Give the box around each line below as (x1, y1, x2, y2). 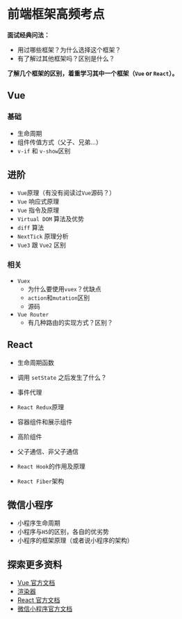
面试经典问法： (7, 31, 50, 39)
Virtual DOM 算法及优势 (17, 215, 85, 223)
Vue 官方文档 (17, 579, 56, 587)
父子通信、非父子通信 (17, 447, 78, 455)
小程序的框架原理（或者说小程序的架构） (17, 536, 133, 544)
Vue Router (17, 311, 49, 318)
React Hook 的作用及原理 (17, 461, 85, 471)
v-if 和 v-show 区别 (17, 146, 71, 155)
